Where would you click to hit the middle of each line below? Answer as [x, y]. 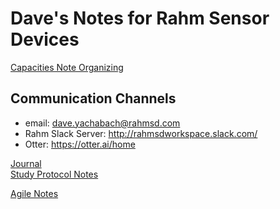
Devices [45, 39]
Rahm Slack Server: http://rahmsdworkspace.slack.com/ [141, 133]
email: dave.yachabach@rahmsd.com [102, 123]
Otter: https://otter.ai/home [80, 144]
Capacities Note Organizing [67, 67]
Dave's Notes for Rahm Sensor [140, 18]
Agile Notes [34, 193]
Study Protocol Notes [54, 174]
